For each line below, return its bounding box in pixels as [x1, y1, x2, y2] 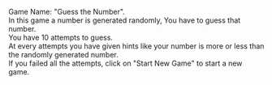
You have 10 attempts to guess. [8, 32, 114, 42]
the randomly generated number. [8, 50, 119, 59]
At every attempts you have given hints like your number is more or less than [8, 41, 265, 51]
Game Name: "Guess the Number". [8, 7, 126, 16]
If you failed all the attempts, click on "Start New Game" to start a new [8, 58, 243, 68]
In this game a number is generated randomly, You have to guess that [8, 15, 241, 25]
